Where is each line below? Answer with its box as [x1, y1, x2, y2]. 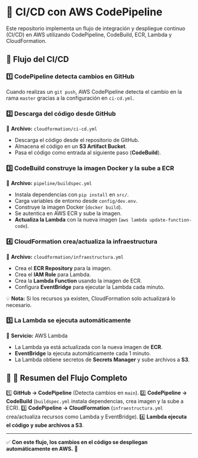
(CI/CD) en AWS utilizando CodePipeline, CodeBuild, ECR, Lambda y [6, 31, 172, 38]
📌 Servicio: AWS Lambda [6, 332, 68, 339]
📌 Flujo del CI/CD [6, 54, 70, 64]
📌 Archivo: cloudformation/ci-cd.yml [6, 125, 97, 132]
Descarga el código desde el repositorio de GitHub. [14, 136, 140, 143]
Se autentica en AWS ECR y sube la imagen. [14, 210, 122, 217]
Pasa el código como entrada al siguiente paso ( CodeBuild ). [14, 149, 161, 156]
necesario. [6, 301, 32, 308]
